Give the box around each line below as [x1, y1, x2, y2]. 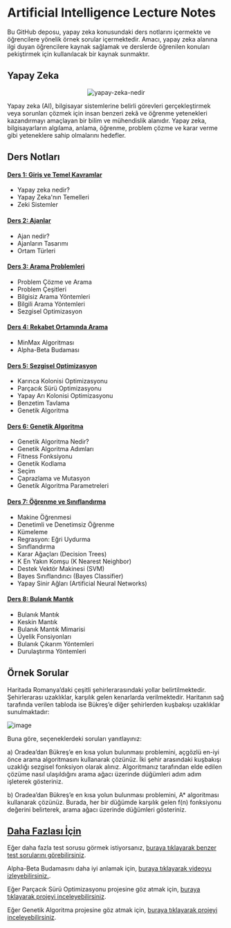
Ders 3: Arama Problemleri [7, 262, 85, 271]
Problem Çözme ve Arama [17, 278, 92, 286]
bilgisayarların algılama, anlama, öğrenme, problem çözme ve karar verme [7, 123, 218, 132]
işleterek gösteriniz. [7, 777, 64, 785]
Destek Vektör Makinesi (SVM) [17, 564, 105, 572]
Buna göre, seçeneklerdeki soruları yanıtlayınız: [7, 734, 142, 743]
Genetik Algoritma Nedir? [17, 437, 90, 446]
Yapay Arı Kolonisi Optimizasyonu [17, 392, 113, 400]
